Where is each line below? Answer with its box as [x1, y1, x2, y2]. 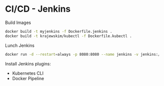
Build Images [5, 20, 31, 25]
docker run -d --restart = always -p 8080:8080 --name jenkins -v [5, 52, 139, 57]
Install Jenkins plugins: [5, 61, 51, 66]
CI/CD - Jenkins [5, 3, 71, 15]
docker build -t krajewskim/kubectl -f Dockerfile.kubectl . [5, 33, 132, 39]
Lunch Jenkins [5, 43, 35, 48]
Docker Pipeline [12, 75, 44, 81]
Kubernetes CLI [12, 70, 44, 76]
